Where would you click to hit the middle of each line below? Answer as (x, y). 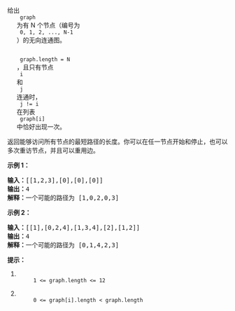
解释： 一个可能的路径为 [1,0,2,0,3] (63, 198)
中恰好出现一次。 (41, 127)
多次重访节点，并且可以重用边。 (53, 150)
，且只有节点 (35, 67)
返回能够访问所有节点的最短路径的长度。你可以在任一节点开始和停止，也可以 (117, 141)
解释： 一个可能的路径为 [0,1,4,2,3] (63, 245)
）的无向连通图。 (41, 40)
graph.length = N (45, 60)
